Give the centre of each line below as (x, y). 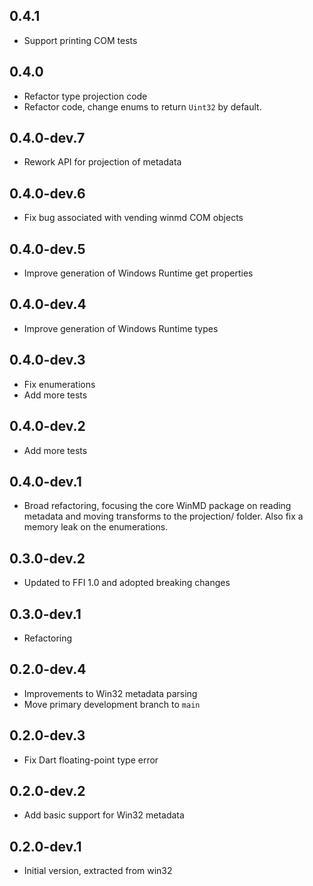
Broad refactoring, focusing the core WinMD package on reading (157, 506)
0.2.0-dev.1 (45, 846)
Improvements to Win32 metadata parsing (110, 693)
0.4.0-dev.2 (47, 426)
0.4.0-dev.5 (47, 249)
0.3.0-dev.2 (47, 558)
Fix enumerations (59, 384)
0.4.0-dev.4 (48, 304)
